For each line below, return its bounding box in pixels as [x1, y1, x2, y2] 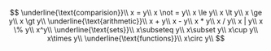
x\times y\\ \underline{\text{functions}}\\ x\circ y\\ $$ [46, 33, 225, 43]
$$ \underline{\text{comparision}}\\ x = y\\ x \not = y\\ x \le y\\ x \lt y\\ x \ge [10, 8, 262, 17]
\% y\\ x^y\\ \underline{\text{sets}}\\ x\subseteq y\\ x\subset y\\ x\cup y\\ [13, 25, 259, 34]
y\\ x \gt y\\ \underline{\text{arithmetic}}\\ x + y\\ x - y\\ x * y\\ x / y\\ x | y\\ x [8, 16, 264, 26]
